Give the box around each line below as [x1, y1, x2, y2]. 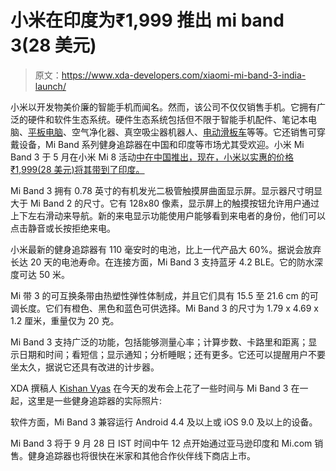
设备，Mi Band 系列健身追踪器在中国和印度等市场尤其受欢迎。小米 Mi [18, 138, 305, 150]
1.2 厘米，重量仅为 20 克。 [10, 314, 120, 326]
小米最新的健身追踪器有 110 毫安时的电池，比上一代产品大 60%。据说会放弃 [10, 243, 322, 255]
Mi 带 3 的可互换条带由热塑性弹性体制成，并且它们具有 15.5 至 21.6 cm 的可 [10, 289, 319, 301]
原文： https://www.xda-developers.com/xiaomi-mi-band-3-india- [34, 69, 307, 81]
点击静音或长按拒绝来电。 [10, 222, 116, 234]
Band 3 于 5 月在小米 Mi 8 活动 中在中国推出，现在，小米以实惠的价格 [10, 151, 295, 163]
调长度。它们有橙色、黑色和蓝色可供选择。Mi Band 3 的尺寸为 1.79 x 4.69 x [10, 302, 320, 314]
